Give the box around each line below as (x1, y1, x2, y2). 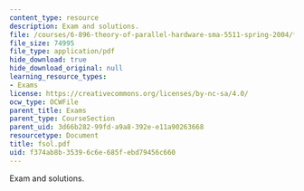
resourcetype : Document (9, 131, 100, 140)
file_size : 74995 (9, 38, 75, 48)
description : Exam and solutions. (9, 22, 140, 31)
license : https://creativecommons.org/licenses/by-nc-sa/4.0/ (9, 89, 249, 98)
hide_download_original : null (9, 64, 124, 73)
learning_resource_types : (9, 72, 107, 81)
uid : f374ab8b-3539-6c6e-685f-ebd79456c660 (9, 148, 176, 157)
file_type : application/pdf (9, 47, 116, 56)
